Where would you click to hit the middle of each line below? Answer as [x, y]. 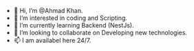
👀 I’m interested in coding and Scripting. [70, 18]
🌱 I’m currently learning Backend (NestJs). [74, 25]
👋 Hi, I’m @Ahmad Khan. [48, 11]
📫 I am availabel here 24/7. [52, 40]
